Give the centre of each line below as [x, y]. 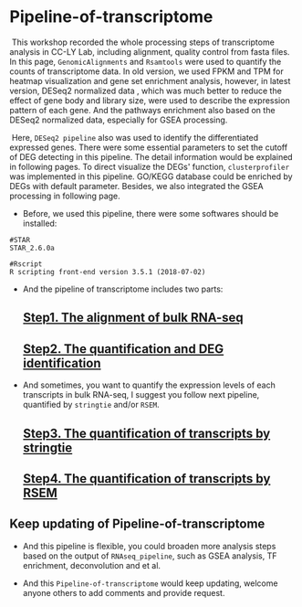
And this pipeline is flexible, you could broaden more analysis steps [149, 546]
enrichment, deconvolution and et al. [92, 565]
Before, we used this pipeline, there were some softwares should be [151, 213]
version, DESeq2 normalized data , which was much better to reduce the [146, 91]
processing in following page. [65, 196]
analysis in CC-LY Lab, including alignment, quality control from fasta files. [150, 51]
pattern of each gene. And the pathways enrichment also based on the [142, 110]
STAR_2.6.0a [32, 248]
